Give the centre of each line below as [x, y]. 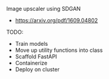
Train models [31, 44]
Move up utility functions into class [59, 50]
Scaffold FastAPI [36, 56]
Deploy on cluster [37, 69]
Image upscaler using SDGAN [44, 9]
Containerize [31, 63]
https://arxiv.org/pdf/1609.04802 [57, 20]
